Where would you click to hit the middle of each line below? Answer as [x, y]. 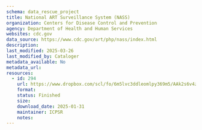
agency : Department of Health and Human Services [70, 28]
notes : [25, 117]
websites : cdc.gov [29, 34]
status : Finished [39, 95]
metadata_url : [24, 67]
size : [24, 101]
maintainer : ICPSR [40, 112]
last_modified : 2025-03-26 [40, 51]
